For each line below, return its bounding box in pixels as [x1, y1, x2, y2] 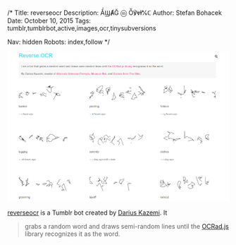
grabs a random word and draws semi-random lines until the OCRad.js [24, 222, 229, 231]
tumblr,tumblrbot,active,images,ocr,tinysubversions [7, 24, 156, 32]
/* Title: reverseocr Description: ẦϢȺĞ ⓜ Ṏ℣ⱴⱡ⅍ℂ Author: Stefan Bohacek [7, 8, 222, 17]
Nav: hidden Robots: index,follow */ [7, 37, 111, 46]
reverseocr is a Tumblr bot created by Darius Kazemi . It [7, 208, 168, 217]
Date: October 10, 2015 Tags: [7, 16, 92, 25]
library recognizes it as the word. [24, 229, 120, 238]
